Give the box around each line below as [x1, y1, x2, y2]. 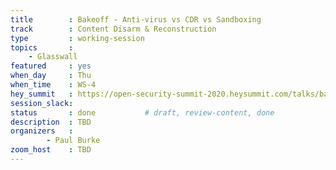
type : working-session [10, 33, 145, 43]
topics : [10, 42, 74, 53]
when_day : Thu [10, 71, 92, 81]
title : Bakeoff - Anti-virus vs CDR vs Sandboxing [10, 14, 262, 25]
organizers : [10, 126, 74, 136]
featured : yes [10, 61, 92, 71]
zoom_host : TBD [10, 145, 92, 155]
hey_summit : [10, 89, 74, 99]
